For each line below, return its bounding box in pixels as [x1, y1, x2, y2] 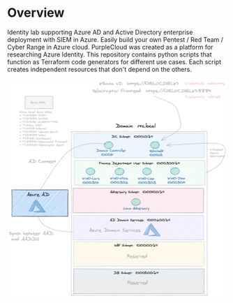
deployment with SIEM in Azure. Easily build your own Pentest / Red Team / [7, 35, 224, 43]
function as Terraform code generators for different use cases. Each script [7, 57, 222, 66]
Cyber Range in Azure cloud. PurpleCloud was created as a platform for [7, 43, 213, 51]
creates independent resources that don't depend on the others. [7, 65, 192, 73]
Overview [7, 5, 65, 21]
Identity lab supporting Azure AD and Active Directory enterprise [7, 28, 193, 36]
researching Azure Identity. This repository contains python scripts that [7, 50, 212, 59]
